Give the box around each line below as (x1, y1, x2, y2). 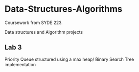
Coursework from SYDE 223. (4, 20, 63, 25)
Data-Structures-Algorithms (4, 3, 123, 15)
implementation (4, 61, 36, 67)
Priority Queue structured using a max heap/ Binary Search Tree (4, 56, 134, 62)
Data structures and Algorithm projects (4, 29, 83, 35)
